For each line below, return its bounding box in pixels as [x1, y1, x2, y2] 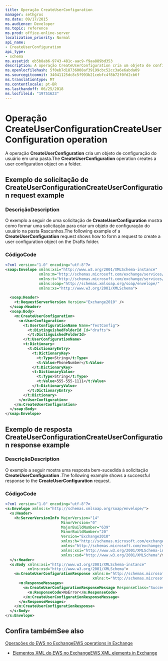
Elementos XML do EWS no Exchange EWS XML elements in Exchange [12, 649, 157, 655]
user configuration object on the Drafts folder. [5, 238, 99, 244]
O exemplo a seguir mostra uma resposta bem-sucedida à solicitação [5, 467, 148, 473]
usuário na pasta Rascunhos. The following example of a [5, 228, 120, 234]
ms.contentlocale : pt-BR [5, 81, 57, 86]
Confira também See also [5, 627, 84, 635]
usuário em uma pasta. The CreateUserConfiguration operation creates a [5, 155, 156, 161]
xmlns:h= [60, 538, 79, 544]
